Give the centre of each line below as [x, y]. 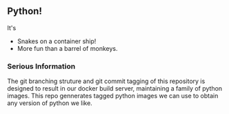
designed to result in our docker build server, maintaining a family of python [115, 89]
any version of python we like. [50, 103]
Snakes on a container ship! [57, 41]
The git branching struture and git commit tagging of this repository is [106, 81]
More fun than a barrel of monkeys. [67, 48]
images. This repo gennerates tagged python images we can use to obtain [113, 96]
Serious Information [41, 66]
